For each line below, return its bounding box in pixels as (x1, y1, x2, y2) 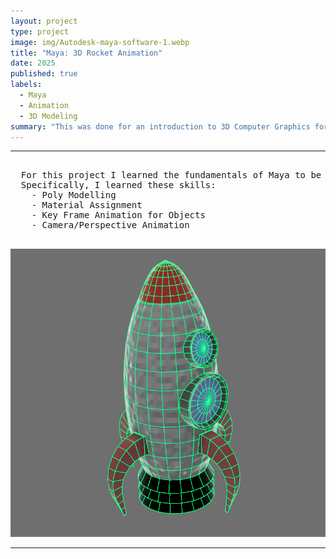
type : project (10, 26, 70, 37)
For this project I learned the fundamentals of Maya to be (20, 170, 322, 181)
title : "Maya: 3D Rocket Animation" (10, 48, 163, 58)
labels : (10, 80, 43, 90)
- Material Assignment (31, 200, 143, 211)
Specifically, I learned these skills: (20, 180, 217, 191)
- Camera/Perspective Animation (31, 220, 190, 231)
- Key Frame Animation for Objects (31, 210, 206, 221)
